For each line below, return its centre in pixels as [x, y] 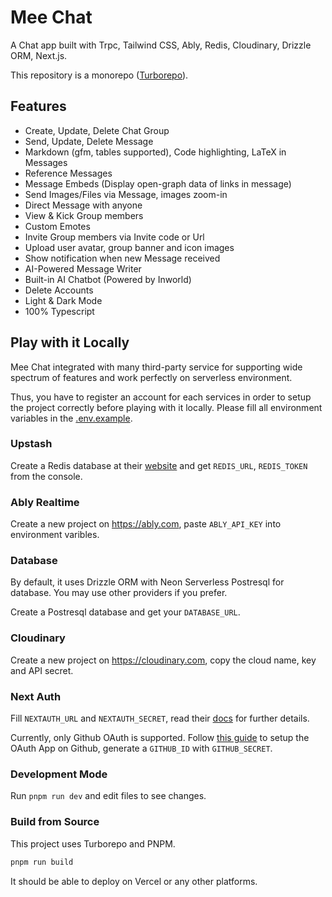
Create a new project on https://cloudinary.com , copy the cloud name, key [163, 660]
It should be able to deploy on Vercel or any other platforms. [134, 881]
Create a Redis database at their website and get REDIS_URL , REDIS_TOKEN [159, 465]
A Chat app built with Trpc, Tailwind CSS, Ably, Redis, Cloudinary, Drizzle [161, 45]
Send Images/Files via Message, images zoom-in [126, 194]
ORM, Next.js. [39, 55]
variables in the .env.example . [71, 418]
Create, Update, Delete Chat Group [97, 130]
